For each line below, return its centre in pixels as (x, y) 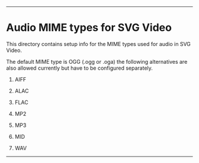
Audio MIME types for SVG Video (89, 28)
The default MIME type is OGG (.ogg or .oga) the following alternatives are (97, 61)
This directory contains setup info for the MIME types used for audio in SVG (99, 44)
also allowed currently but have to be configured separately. (79, 68)
